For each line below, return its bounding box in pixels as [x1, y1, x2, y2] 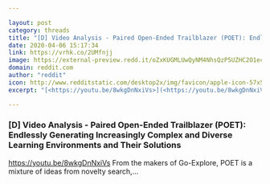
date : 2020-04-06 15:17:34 [8, 41, 99, 49]
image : [8, 56, 31, 64]
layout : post [8, 18, 52, 27]
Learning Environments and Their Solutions [8, 140, 182, 151]
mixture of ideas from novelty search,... [8, 166, 139, 176]
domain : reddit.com [8, 63, 74, 72]
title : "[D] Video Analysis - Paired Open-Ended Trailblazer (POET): [8, 34, 247, 42]
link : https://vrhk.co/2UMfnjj [8, 49, 113, 57]
